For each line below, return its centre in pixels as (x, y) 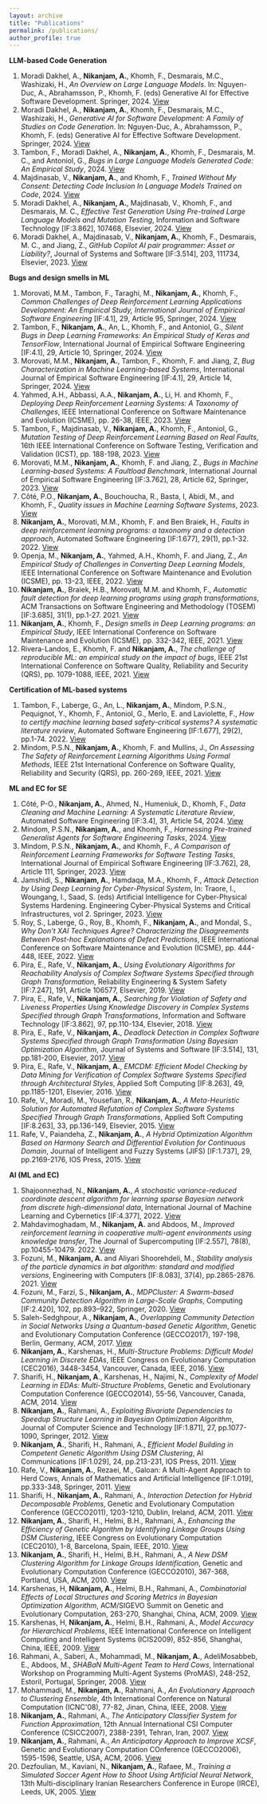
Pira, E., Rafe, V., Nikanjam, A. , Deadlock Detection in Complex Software (140, 1032)
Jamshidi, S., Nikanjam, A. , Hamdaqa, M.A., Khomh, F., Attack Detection (139, 880)
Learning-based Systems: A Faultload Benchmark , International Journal (139, 471)
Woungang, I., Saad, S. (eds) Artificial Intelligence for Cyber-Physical (133, 897)
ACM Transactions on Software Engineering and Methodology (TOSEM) (138, 607)
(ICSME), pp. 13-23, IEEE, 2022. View (82, 581)
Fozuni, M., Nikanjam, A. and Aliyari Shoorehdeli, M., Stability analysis (137, 1258)
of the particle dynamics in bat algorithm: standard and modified (127, 1267)
